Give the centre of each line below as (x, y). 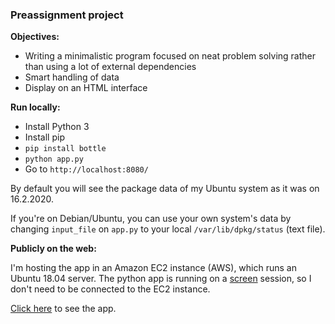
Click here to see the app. (63, 309)
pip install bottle (65, 149)
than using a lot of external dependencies (110, 67)
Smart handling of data (72, 77)
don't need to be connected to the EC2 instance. (110, 289)
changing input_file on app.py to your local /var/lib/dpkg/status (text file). (168, 229)
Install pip (44, 137)
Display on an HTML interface (86, 88)
